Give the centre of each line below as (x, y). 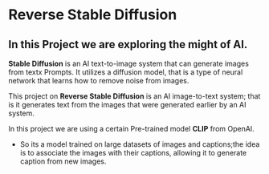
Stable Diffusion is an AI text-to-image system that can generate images (128, 63)
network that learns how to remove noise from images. (99, 81)
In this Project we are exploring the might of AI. (128, 45)
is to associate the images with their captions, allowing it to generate (133, 153)
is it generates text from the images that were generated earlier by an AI (127, 105)
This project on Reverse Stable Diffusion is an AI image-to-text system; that (134, 96)
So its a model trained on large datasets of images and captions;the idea (140, 144)
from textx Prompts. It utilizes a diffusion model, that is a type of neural (126, 72)
